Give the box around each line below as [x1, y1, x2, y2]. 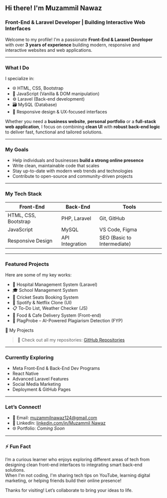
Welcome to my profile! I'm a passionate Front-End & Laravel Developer [5, 36, 153, 42]
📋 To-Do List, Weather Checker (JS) [12, 305, 88, 311]
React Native [12, 371, 39, 376]
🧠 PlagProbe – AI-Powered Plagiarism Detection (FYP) [12, 317, 123, 323]
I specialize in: [5, 75, 35, 81]
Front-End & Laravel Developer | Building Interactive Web [5, 19, 146, 26]
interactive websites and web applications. [5, 47, 93, 53]
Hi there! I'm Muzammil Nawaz [5, 4, 102, 12]
